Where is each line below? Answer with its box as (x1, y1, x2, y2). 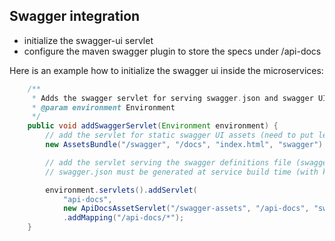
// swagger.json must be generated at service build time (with (45, 167, 319, 177)
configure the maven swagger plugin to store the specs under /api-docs (23, 45, 322, 57)
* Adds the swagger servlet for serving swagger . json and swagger (31, 93, 314, 103)
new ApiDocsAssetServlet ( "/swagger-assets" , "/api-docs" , (62, 204, 310, 214)
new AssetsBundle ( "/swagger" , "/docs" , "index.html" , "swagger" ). (45, 140, 328, 150)
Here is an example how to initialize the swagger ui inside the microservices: (9, 64, 324, 76)
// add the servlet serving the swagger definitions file (45, 157, 292, 168)
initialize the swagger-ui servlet (23, 34, 154, 46)
